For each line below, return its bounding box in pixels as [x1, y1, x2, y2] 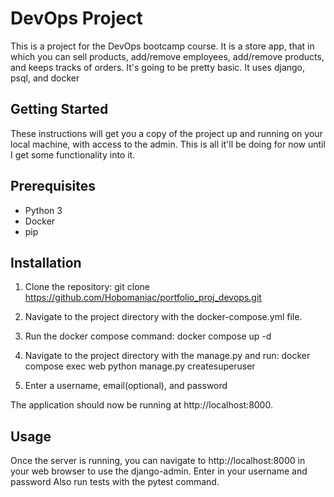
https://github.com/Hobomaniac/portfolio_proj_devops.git [24, 292, 262, 304]
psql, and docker [10, 72, 80, 84]
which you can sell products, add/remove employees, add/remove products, [10, 50, 325, 62]
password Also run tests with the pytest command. [10, 476, 220, 488]
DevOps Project [10, 7, 143, 30]
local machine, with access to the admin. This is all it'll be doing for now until [10, 138, 326, 150]
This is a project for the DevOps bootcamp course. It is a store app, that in [10, 40, 315, 52]
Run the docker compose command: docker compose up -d [24, 330, 272, 342]
